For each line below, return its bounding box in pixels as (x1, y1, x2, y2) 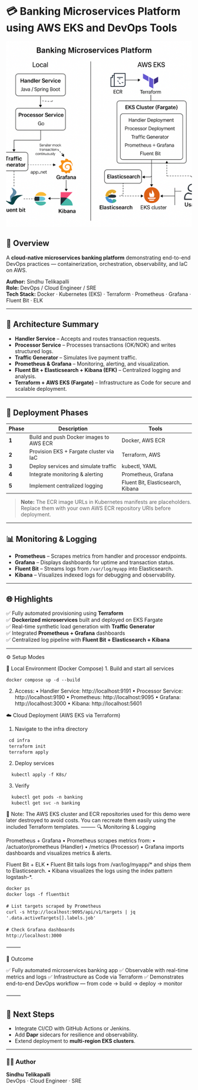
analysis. (14, 373, 37, 380)
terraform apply (8, 749, 49, 755)
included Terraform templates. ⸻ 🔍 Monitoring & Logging (6, 824, 156, 831)
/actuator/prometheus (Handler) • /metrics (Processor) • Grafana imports (6, 844, 184, 851)
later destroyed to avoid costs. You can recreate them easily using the (6, 817, 176, 824)
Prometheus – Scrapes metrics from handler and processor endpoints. (14, 552, 187, 560)
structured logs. (14, 347, 54, 354)
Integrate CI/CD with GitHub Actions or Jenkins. (14, 1025, 131, 1032)
